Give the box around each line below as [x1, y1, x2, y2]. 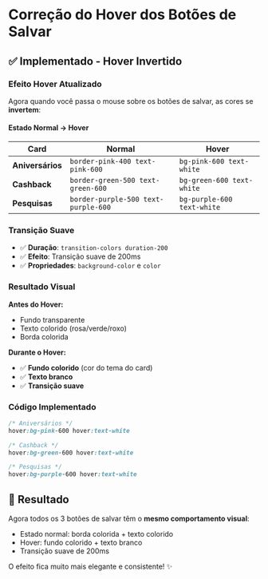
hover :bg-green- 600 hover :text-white [8, 449, 134, 457]
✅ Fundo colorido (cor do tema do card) [19, 363, 153, 372]
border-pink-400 [69, 157, 132, 166]
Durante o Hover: [8, 347, 66, 357]
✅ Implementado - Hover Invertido [8, 54, 183, 68]
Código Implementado [8, 401, 97, 412]
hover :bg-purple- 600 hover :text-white [8, 470, 137, 478]
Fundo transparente [19, 315, 85, 324]
